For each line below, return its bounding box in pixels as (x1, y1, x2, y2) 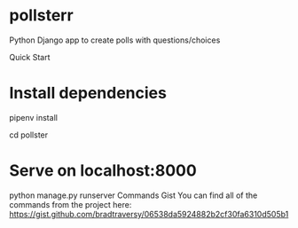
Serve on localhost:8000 (9, 161, 197, 181)
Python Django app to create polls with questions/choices (9, 35, 221, 45)
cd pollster (9, 130, 49, 140)
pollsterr (9, 5, 74, 26)
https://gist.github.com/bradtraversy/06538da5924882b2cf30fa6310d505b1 (9, 208, 289, 219)
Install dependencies (9, 83, 167, 103)
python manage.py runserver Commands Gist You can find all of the (9, 190, 258, 200)
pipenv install (9, 112, 58, 122)
